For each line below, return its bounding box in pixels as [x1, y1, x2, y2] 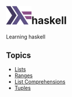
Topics [6, 50, 31, 60]
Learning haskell [6, 33, 45, 40]
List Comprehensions [14, 78, 66, 85]
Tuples [14, 85, 31, 92]
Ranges [14, 72, 33, 79]
